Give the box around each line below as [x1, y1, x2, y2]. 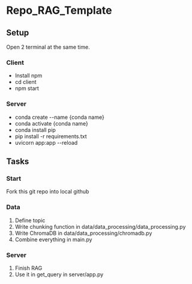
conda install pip [14, 126, 56, 133]
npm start [14, 85, 39, 92]
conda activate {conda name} [14, 119, 89, 127]
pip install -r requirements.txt [14, 133, 87, 140]
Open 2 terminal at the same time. [6, 43, 90, 50]
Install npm [14, 72, 43, 79]
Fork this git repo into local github [6, 188, 89, 195]
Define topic [14, 217, 46, 224]
